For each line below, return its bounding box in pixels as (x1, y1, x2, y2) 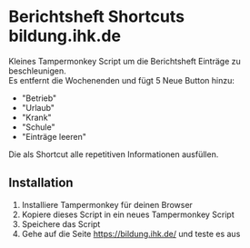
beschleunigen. (8, 65, 66, 76)
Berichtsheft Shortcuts (8, 6, 185, 27)
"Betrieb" (21, 93, 57, 104)
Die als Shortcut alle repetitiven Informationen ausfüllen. (8, 148, 219, 160)
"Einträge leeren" (21, 131, 87, 142)
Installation (8, 175, 74, 191)
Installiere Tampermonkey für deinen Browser (21, 199, 193, 210)
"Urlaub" (21, 102, 55, 113)
